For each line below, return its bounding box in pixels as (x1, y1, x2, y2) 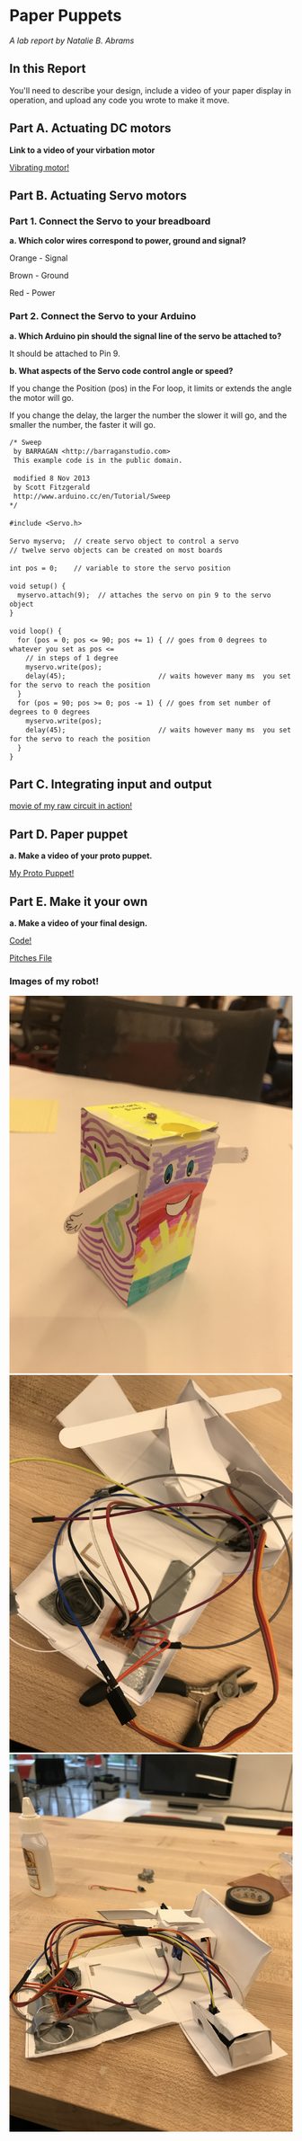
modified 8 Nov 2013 (13, 474, 91, 483)
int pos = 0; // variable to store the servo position (9, 564, 231, 573)
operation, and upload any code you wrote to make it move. (9, 94, 230, 105)
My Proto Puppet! (9, 868, 75, 879)
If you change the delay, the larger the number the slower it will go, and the (9, 410, 288, 421)
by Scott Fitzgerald (13, 483, 91, 492)
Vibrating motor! (9, 162, 70, 173)
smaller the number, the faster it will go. (9, 419, 156, 430)
